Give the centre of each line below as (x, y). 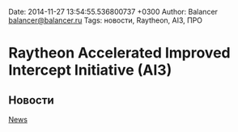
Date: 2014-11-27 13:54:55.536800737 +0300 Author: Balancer (113, 12)
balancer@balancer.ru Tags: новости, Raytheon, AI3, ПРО (106, 20)
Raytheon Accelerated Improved (119, 53)
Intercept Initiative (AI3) (90, 70)
